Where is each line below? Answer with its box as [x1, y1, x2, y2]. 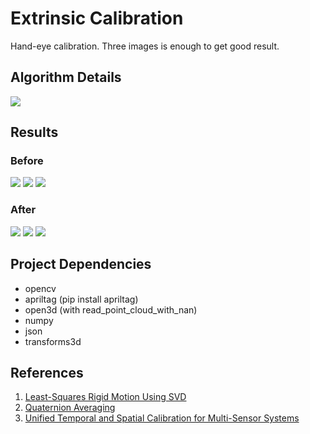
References [10, 364, 84, 381]
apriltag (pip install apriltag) [24, 293, 139, 305]
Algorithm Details [10, 69, 122, 86]
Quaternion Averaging [24, 402, 116, 414]
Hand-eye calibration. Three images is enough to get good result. [10, 40, 280, 52]
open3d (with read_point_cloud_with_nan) [24, 303, 198, 316]
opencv [24, 282, 57, 294]
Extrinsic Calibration [10, 7, 184, 30]
